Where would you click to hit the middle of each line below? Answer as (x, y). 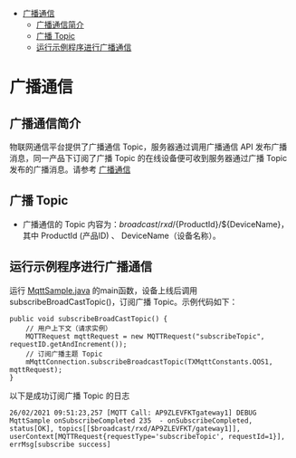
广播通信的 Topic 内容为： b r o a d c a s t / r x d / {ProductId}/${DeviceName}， (156, 224)
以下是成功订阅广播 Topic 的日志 (70, 396)
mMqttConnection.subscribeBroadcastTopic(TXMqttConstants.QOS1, (149, 362)
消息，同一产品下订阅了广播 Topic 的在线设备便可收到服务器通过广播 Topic (148, 158)
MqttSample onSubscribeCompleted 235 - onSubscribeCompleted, (131, 420)
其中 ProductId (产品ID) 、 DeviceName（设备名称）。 (122, 235)
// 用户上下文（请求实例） (69, 329)
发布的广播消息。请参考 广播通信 (70, 169)
